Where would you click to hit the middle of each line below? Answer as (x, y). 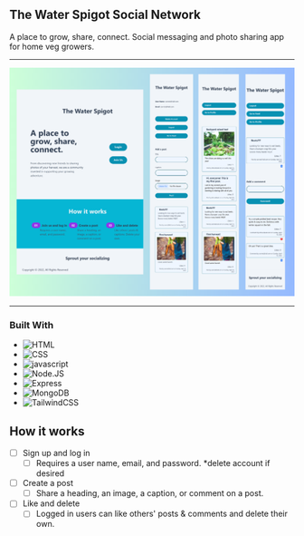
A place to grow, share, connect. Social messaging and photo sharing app (147, 36)
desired (50, 473)
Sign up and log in (56, 453)
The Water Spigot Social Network (105, 15)
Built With (32, 325)
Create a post (48, 483)
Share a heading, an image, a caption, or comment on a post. (150, 493)
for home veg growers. (52, 46)
